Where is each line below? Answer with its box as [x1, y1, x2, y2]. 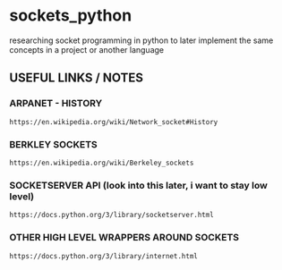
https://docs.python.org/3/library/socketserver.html [9, 211, 215, 220]
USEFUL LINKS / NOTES [9, 71, 143, 86]
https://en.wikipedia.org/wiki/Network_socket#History [9, 117, 218, 126]
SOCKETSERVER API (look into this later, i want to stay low [9, 179, 269, 191]
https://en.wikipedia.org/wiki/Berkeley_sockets [9, 158, 194, 167]
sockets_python [9, 5, 132, 26]
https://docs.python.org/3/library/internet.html [9, 251, 199, 260]
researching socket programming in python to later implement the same [9, 35, 274, 46]
